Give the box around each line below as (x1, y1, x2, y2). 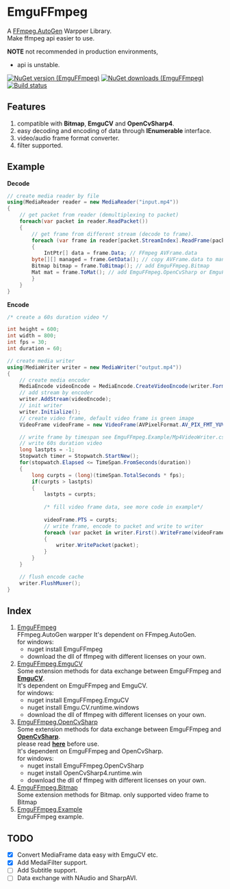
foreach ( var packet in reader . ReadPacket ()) (19, 218, 149, 225)
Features (7, 101, 46, 113)
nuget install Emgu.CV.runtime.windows (27, 703, 140, 711)
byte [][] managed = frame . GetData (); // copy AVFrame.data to (31, 256, 213, 263)
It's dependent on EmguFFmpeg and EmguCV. (16, 681, 148, 690)
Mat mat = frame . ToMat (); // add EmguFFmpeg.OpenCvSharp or (31, 269, 207, 276)
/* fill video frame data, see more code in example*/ (43, 504, 204, 511)
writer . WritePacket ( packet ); (55, 542, 139, 549)
